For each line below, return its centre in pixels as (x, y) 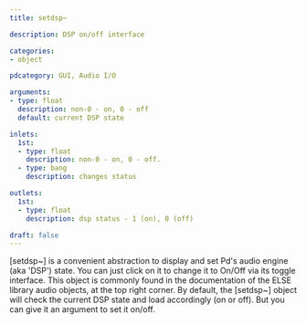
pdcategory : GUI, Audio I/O (63, 76)
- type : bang (42, 168)
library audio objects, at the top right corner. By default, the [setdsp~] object (153, 290)
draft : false (34, 235)
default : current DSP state (71, 118)
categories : (32, 51)
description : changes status (81, 177)
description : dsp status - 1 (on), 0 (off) (110, 219)
